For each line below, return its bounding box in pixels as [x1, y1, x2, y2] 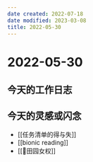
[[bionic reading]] [17, 138, 69, 146]
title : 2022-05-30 [7, 23, 61, 30]
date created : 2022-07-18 [7, 10, 83, 18]
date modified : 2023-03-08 [7, 17, 87, 24]
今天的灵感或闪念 [7, 110, 82, 122]
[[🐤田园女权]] [17, 146, 56, 155]
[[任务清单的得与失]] [17, 130, 77, 139]
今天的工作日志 [7, 83, 73, 96]
